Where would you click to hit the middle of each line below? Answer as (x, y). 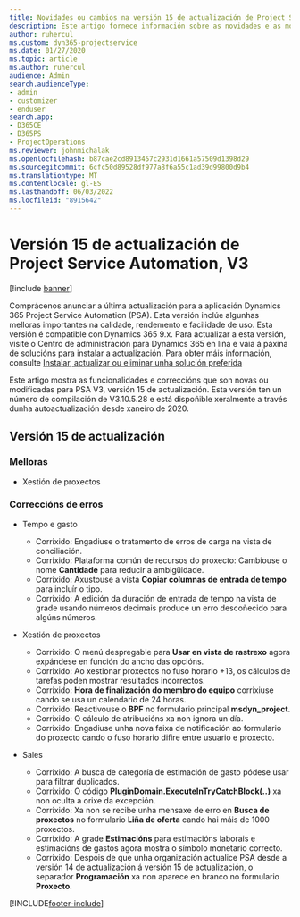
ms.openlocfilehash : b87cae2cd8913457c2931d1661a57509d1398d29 (129, 159)
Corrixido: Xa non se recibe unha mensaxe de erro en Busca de (152, 810)
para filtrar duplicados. (77, 781)
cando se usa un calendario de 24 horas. (111, 699)
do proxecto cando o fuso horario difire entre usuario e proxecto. (155, 737)
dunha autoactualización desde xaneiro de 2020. (99, 408)
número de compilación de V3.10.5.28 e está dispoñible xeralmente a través (148, 399)
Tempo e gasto (50, 524)
